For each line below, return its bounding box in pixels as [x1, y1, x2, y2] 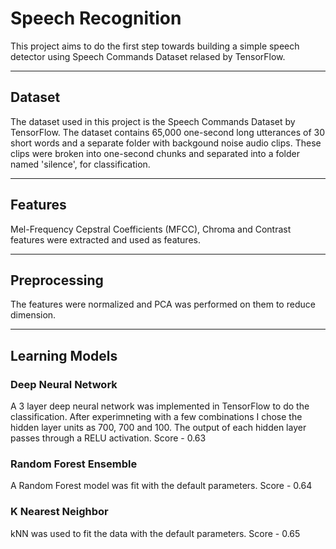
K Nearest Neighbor [10, 505, 109, 519]
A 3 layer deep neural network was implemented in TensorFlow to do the [10, 400, 310, 412]
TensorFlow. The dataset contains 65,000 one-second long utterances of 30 [10, 126, 326, 138]
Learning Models [10, 347, 118, 364]
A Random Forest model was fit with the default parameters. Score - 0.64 [10, 480, 313, 492]
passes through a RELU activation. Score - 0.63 [10, 432, 207, 444]
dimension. [10, 309, 57, 321]
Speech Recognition [10, 7, 182, 30]
